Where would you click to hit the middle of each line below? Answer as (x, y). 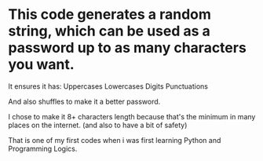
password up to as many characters (128, 48)
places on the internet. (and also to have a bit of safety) (98, 125)
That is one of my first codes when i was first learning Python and (115, 140)
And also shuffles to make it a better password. (84, 101)
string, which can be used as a (109, 31)
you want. (41, 65)
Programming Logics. (43, 148)
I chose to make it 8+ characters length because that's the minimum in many (132, 116)
